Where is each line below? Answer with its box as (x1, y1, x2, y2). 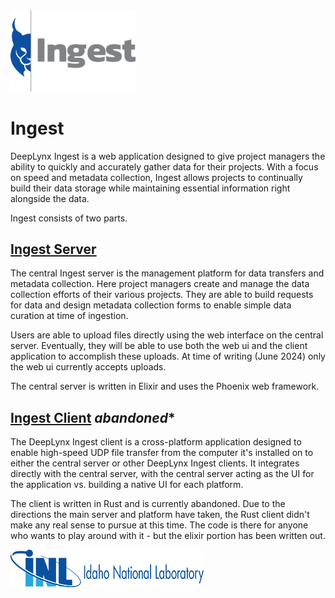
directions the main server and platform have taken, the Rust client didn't (10, 509, 310, 521)
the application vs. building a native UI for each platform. (10, 479, 244, 491)
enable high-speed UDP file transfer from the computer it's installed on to (10, 447, 314, 459)
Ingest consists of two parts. (10, 212, 128, 224)
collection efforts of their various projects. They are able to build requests (10, 289, 314, 301)
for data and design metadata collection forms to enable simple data (10, 299, 292, 311)
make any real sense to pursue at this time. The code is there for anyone (10, 519, 309, 531)
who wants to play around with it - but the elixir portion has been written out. (10, 530, 326, 542)
